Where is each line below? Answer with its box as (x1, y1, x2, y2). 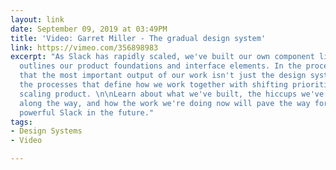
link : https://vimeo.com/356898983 (10, 42, 159, 53)
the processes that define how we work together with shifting (19, 80, 288, 90)
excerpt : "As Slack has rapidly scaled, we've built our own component (10, 52, 315, 62)
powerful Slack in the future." (19, 107, 155, 118)
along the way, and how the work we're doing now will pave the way (19, 98, 311, 108)
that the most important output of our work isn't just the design (19, 71, 307, 81)
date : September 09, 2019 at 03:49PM (10, 24, 168, 34)
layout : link (10, 14, 65, 25)
